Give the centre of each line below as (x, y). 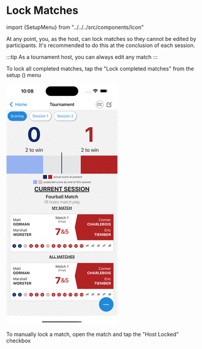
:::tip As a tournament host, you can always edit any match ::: (82, 57)
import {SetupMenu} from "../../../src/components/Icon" (75, 27)
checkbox (19, 341)
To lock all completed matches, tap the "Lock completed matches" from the (100, 68)
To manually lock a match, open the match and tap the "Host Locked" (93, 334)
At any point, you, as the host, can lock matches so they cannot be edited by (101, 39)
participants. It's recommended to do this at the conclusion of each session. (101, 45)
